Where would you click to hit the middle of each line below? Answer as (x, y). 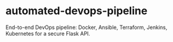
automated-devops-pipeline (76, 11)
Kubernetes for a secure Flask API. (48, 33)
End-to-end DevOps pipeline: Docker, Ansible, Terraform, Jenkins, (86, 27)
